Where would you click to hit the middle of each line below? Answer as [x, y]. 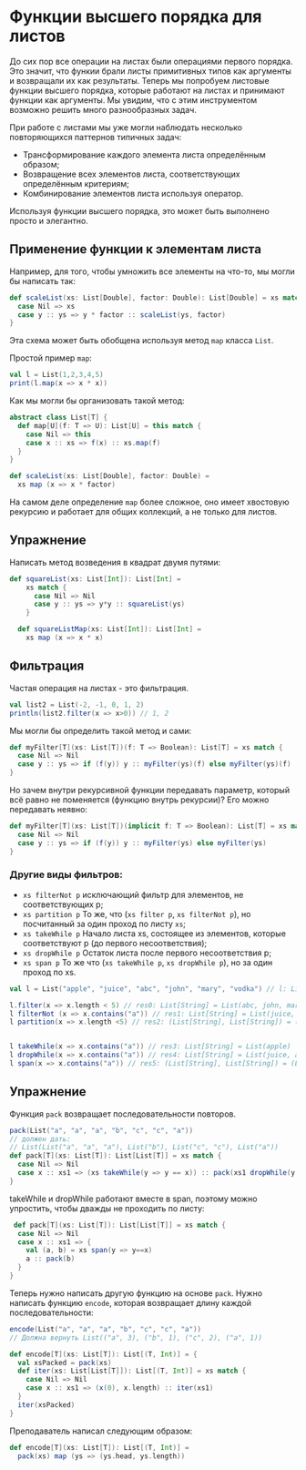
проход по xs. [49, 972]
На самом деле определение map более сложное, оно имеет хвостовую [149, 502]
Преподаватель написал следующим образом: [101, 1431]
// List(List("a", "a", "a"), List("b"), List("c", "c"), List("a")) [144, 1148]
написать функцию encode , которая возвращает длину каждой [131, 1302]
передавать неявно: [49, 809]
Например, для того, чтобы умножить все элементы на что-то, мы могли [153, 271]
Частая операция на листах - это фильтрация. [99, 688]
